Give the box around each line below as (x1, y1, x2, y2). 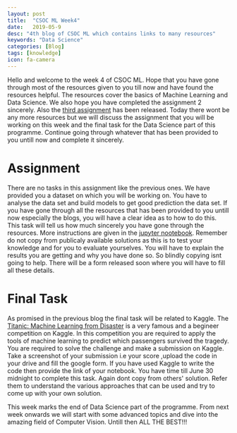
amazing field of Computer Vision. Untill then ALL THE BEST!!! (7, 417, 188, 426)
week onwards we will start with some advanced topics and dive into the (7, 410, 219, 418)
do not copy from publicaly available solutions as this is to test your (7, 236, 203, 244)
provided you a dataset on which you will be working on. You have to (7, 191, 207, 200)
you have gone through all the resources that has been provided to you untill (7, 206, 229, 214)
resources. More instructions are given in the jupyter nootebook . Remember (7, 228, 228, 237)
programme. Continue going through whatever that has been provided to (7, 128, 219, 136)
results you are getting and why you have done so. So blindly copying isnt (7, 251, 222, 260)
